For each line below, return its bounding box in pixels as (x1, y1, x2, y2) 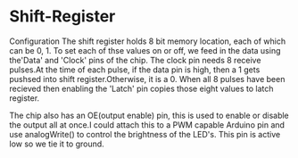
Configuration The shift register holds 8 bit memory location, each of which (9, 36, 286, 46)
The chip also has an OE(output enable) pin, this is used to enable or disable (9, 110, 290, 121)
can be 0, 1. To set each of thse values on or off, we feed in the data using (9, 45, 281, 55)
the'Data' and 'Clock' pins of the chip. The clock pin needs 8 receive (9, 54, 261, 65)
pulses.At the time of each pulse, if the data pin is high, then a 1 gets (9, 64, 261, 75)
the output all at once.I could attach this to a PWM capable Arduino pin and (9, 119, 286, 130)
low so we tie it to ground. (9, 138, 104, 149)
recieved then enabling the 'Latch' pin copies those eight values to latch (9, 83, 274, 94)
